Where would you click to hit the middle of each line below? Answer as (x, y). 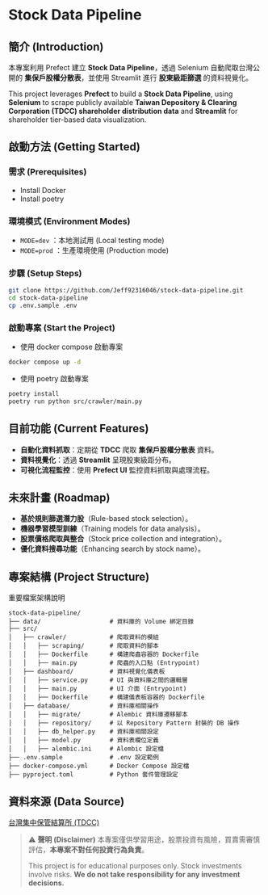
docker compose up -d (45, 362)
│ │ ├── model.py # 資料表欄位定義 (84, 741)
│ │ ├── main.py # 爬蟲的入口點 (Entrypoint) (104, 663)
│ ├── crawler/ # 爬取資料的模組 (84, 637)
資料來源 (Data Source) (67, 801)
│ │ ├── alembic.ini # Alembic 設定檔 (86, 749)
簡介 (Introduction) (56, 46)
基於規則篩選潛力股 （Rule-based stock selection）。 (106, 519)
